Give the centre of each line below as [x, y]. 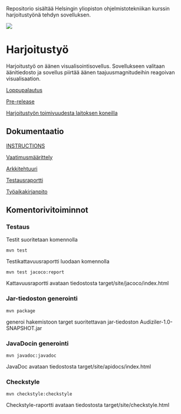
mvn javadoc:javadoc [32, 356]
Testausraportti [24, 180]
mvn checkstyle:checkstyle [39, 394]
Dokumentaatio [35, 131]
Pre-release [20, 101]
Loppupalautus [24, 90]
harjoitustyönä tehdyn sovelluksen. [49, 15]
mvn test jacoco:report [35, 272]
